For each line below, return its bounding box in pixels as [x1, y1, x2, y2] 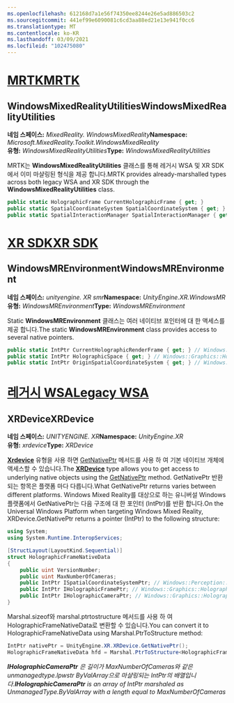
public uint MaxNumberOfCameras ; [19, 573, 117, 580]
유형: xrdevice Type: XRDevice [7, 441, 94, 450]
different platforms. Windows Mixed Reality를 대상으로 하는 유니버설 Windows [7, 491, 226, 499]
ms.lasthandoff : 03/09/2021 [7, 36, 89, 43]
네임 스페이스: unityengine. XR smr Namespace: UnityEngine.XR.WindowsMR [7, 293, 226, 301]
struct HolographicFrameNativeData [7, 553, 111, 560]
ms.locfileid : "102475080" [7, 42, 86, 49]
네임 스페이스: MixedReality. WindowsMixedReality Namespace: [7, 130, 188, 139]
